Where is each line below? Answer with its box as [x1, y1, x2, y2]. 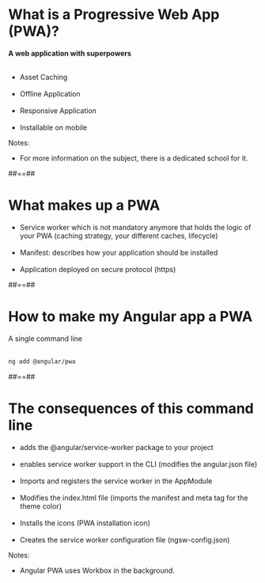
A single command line [8, 334, 83, 343]
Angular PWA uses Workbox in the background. [19, 566, 176, 575]
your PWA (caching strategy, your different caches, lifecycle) [19, 231, 219, 240]
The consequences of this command [8, 399, 255, 417]
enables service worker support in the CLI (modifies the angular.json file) [19, 459, 258, 468]
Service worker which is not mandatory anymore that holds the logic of [19, 222, 252, 232]
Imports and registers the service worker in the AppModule [19, 476, 213, 486]
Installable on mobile [19, 123, 88, 132]
